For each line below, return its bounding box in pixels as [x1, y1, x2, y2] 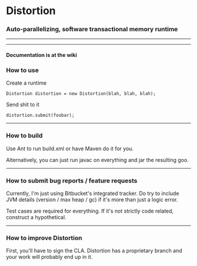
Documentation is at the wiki [6, 52, 77, 59]
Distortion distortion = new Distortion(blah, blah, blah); [6, 91, 157, 97]
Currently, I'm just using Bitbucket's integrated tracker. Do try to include [6, 190, 179, 197]
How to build [6, 132, 43, 140]
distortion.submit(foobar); [6, 113, 75, 119]
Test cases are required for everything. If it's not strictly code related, [6, 207, 174, 214]
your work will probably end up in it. [6, 254, 93, 261]
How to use [6, 66, 39, 74]
